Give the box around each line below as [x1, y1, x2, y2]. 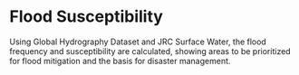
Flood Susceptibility [9, 6, 163, 27]
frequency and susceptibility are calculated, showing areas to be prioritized [9, 45, 292, 56]
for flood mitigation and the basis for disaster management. [9, 55, 231, 66]
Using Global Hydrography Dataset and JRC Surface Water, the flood [9, 36, 267, 47]
